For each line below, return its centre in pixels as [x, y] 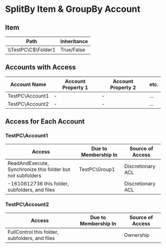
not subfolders [24, 176]
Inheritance [74, 41]
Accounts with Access [41, 67]
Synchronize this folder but [39, 169]
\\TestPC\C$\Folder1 [32, 50]
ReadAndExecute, [28, 163]
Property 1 [75, 87]
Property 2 [123, 87]
